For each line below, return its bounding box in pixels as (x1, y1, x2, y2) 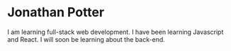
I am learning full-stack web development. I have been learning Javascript (7, 28, 224, 36)
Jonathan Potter (7, 4, 105, 21)
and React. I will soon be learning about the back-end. (7, 35, 165, 43)
